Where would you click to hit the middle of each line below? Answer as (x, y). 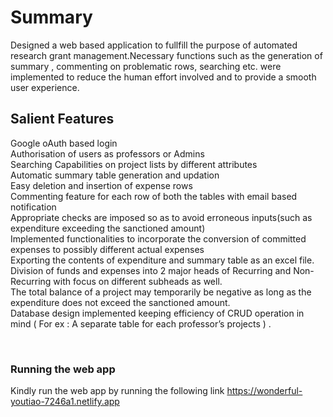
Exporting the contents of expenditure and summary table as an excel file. (162, 260)
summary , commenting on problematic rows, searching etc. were (146, 66)
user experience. (45, 87)
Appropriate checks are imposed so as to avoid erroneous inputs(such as (161, 217)
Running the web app (63, 369)
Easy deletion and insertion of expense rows (101, 185)
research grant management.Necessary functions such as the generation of (166, 55)
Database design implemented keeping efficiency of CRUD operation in (157, 313)
